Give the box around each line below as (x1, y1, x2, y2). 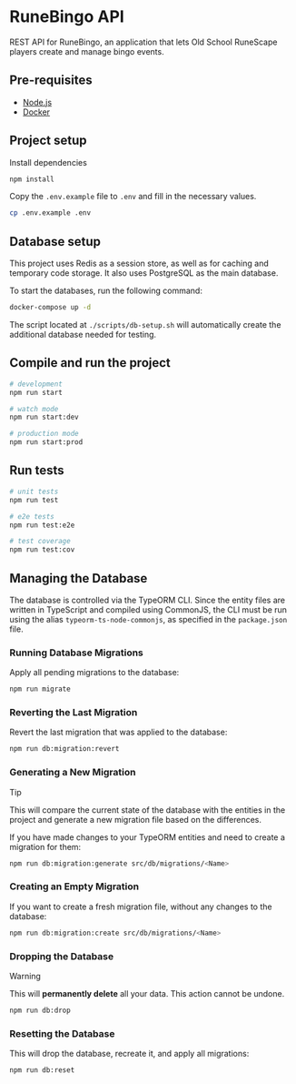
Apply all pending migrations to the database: (9, 667, 180, 678)
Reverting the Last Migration (9, 706, 138, 719)
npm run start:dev (9, 412, 79, 422)
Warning (9, 970, 41, 981)
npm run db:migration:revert (9, 745, 120, 754)
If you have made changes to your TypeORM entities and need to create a (9, 831, 286, 843)
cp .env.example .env (9, 208, 92, 218)
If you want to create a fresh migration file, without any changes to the (9, 901, 272, 912)
